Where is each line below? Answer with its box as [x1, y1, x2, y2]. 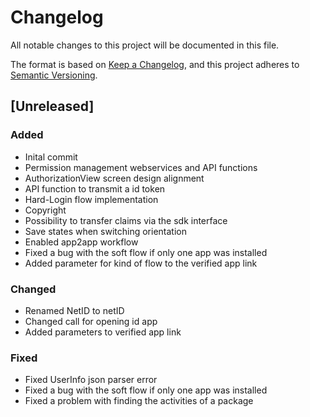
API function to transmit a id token [24, 182, 166, 195]
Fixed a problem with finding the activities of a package [24, 395, 254, 407]
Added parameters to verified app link [24, 326, 182, 338]
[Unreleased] [10, 98, 95, 115]
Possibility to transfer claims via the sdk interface [24, 214, 228, 226]
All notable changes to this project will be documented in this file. [10, 39, 280, 51]
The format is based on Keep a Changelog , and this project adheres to [10, 58, 300, 70]
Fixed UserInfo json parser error [24, 374, 158, 386]
